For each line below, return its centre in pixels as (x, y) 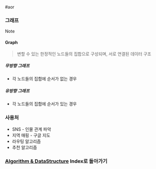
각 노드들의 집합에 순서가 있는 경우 (44, 104)
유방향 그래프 (17, 91)
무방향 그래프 (17, 66)
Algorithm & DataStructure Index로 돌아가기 (56, 161)
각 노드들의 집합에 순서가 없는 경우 (44, 79)
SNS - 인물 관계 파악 (31, 129)
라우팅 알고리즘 (26, 141)
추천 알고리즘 (24, 147)
